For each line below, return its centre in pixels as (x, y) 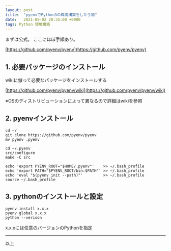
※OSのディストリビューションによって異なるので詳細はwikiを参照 (74, 101)
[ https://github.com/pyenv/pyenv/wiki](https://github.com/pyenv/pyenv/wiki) (85, 90)
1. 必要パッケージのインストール (55, 67)
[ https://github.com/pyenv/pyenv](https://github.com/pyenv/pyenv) (76, 49)
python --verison (24, 217)
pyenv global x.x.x (26, 213)
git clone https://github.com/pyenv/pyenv (51, 135)
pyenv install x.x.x (27, 209)
